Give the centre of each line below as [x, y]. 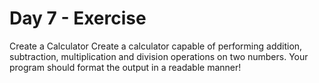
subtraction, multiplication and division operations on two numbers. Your [159, 56]
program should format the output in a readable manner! [125, 67]
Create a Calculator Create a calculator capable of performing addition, [156, 46]
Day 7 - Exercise [78, 18]
